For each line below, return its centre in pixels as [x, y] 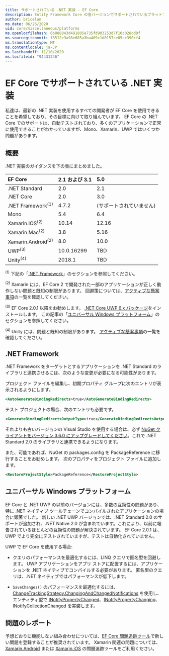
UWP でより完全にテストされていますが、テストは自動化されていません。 [81, 536]
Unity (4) [17, 260]
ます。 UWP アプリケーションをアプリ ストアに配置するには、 [77, 564]
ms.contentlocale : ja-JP [31, 47]
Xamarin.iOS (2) [25, 223]
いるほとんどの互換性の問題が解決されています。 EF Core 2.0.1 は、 [92, 530]
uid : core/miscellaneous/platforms [43, 29]
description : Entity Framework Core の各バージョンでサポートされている [76, 15]
